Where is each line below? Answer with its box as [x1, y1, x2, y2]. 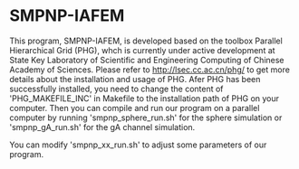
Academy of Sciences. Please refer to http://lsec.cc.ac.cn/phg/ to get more [9, 64, 290, 75]
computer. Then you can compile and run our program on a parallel [9, 102, 260, 113]
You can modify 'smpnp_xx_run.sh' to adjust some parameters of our [9, 139, 267, 150]
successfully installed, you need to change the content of [9, 83, 224, 94]
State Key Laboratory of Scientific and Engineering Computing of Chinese [9, 54, 285, 65]
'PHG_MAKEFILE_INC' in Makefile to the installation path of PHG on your [9, 92, 279, 104]
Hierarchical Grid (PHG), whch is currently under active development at [9, 44, 275, 55]
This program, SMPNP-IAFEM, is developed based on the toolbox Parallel [9, 35, 283, 46]
